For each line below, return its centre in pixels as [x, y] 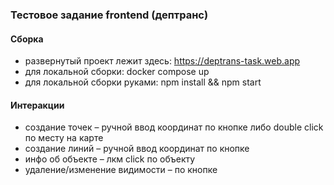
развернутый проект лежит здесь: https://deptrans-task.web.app [162, 61]
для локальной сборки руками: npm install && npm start [143, 82]
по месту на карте [64, 138]
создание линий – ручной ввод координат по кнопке [137, 149]
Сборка [27, 39]
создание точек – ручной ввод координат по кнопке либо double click [174, 127]
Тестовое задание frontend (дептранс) [109, 15]
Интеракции [37, 105]
